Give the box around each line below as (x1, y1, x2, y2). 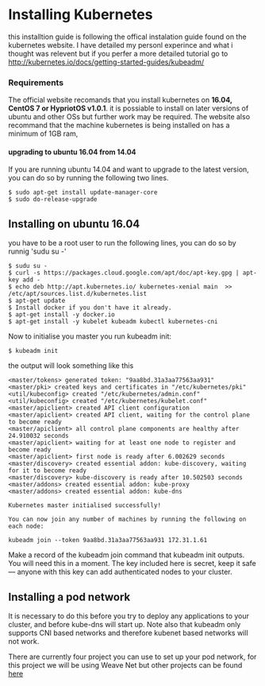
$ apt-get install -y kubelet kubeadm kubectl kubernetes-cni (8, 318, 218, 326)
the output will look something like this (8, 361, 134, 370)
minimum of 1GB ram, (8, 129, 79, 138)
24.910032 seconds (8, 432, 69, 440)
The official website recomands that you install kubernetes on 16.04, (8, 95, 232, 105)
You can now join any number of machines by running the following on (8, 515, 247, 524)
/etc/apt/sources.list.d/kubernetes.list (8, 290, 148, 298)
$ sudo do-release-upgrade (8, 196, 98, 203)
